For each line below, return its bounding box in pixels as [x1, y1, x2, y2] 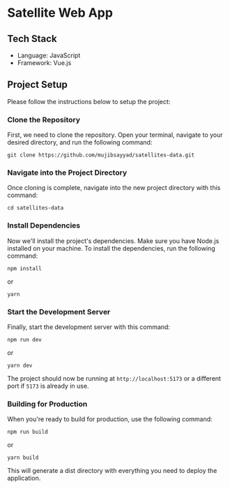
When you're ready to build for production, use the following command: [7, 415, 213, 423]
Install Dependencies [7, 221, 81, 231]
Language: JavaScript [17, 51, 81, 59]
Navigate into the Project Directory [7, 168, 128, 177]
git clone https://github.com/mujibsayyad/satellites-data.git [7, 152, 195, 159]
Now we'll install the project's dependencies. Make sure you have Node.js [7, 236, 220, 245]
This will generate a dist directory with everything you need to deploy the [7, 467, 217, 475]
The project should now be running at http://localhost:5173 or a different [7, 374, 222, 382]
